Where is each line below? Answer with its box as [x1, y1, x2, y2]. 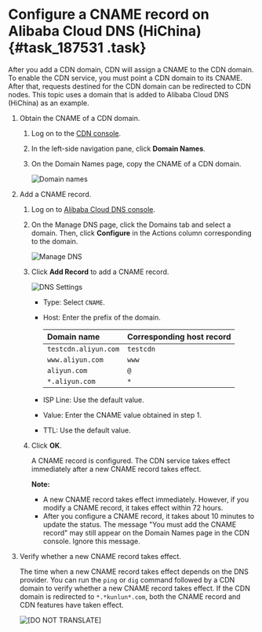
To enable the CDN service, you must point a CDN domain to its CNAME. [8, 73, 243, 82]
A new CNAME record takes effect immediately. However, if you [42, 495, 249, 504]
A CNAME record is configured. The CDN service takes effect [31, 455, 231, 465]
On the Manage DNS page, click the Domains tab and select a [31, 220, 231, 229]
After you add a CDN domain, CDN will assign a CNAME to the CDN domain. [8, 64, 254, 74]
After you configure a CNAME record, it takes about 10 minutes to [42, 511, 255, 521]
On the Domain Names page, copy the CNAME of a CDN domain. [31, 159, 242, 168]
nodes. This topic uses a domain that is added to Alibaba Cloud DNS [8, 90, 229, 99]
